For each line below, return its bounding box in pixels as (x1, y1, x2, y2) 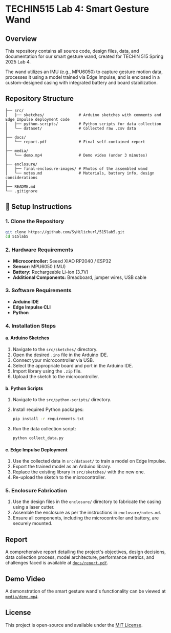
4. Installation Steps (5, 322, 56, 329)
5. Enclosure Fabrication (5, 487, 68, 494)
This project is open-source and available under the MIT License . (5, 622, 143, 628)
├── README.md (5, 184, 36, 189)
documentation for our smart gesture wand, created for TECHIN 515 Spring (5, 53, 164, 59)
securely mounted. (12, 520, 53, 527)
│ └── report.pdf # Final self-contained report (5, 139, 145, 144)
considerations (5, 175, 38, 180)
